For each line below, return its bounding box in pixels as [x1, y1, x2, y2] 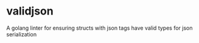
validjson [6, 4, 54, 18]
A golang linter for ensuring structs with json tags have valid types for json [6, 24, 193, 31]
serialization [6, 30, 37, 38]
